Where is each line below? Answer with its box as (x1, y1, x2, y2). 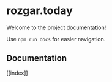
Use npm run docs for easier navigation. (6, 35, 106, 43)
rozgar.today (6, 4, 73, 18)
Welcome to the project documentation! (6, 24, 106, 31)
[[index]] (6, 69, 29, 77)
